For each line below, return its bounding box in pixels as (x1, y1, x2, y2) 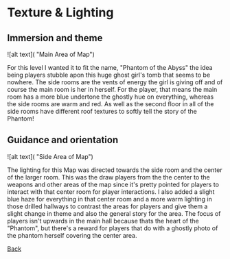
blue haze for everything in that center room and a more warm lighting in (7, 195, 213, 203)
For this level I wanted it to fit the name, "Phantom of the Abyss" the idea (7, 64, 213, 71)
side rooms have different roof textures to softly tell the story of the (7, 108, 198, 115)
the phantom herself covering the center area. (7, 231, 137, 239)
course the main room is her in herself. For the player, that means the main (7, 86, 218, 93)
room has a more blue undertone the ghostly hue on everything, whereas (7, 92, 214, 101)
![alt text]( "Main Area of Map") (7, 50, 95, 58)
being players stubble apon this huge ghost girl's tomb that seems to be (7, 71, 211, 79)
